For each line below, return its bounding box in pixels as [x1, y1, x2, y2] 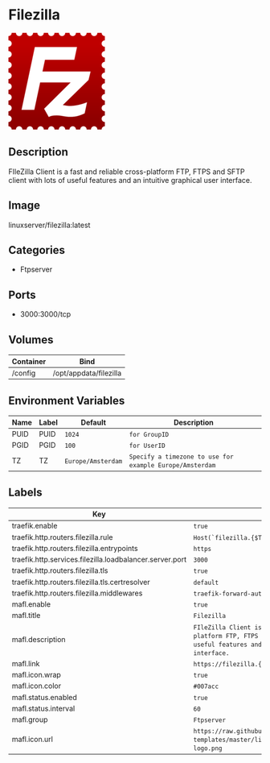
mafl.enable [11, 599, 51, 609]
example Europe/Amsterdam [129, 462, 216, 470]
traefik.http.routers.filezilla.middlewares [11, 588, 143, 598]
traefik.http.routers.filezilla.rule [11, 532, 113, 541]
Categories [8, 243, 66, 257]
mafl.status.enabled [11, 692, 78, 702]
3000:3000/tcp [19, 309, 72, 319]
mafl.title [11, 611, 41, 620]
